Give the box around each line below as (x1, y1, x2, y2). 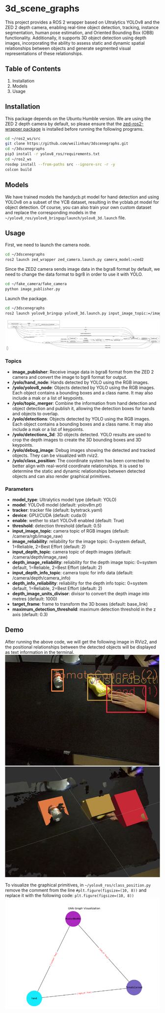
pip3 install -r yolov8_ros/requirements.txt (5, 152, 100, 157)
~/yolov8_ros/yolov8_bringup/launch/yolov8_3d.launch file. (5, 215, 126, 221)
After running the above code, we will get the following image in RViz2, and (5, 639, 157, 645)
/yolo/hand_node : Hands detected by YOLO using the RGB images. (12, 379, 149, 385)
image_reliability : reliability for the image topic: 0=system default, (12, 538, 146, 544)
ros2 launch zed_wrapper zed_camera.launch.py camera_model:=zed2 (5, 257, 144, 262)
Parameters (5, 485, 33, 492)
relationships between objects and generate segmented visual (5, 45, 131, 51)
